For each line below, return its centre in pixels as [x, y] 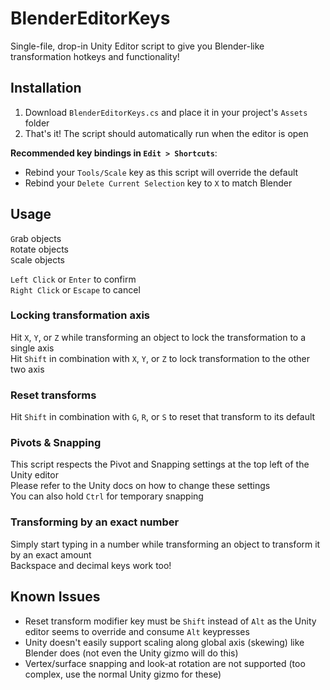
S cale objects [38, 259]
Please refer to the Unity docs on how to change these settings [140, 486]
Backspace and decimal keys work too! [91, 565]
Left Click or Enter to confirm [73, 279]
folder [37, 123]
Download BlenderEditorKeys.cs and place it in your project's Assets [166, 112]
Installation [46, 88]
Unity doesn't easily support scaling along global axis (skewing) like [164, 642]
